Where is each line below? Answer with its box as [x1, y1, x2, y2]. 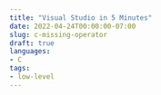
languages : [9, 47, 51, 56]
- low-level [9, 72, 55, 81]
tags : [9, 64, 30, 73]
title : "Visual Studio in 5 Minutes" [9, 13, 153, 23]
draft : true [9, 38, 55, 48]
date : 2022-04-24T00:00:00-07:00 [9, 22, 136, 31]
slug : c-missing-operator [9, 30, 107, 39]
